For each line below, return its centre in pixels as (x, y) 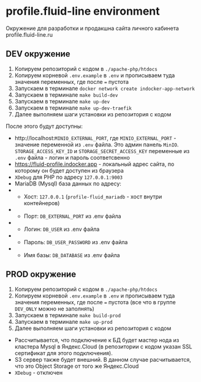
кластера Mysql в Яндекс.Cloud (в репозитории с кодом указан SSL (103, 346)
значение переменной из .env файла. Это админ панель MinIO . (97, 144)
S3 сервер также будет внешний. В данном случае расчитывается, (103, 359)
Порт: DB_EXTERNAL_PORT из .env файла (72, 216)
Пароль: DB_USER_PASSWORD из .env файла (76, 242)
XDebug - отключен (38, 372)
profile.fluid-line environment (83, 11)
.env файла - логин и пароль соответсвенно (72, 157)
